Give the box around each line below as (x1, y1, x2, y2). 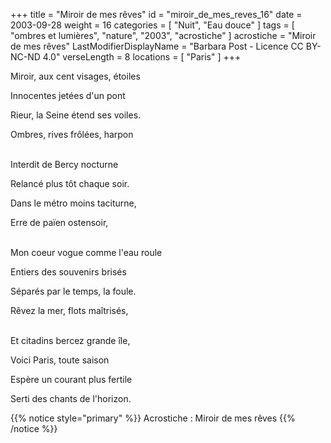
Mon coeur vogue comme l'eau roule (10, 247, 163, 258)
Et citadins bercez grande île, (10, 335, 131, 346)
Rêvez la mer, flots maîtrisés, (10, 305, 129, 316)
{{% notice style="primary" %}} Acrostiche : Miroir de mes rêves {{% (10, 412, 296, 424)
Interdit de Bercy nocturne (10, 159, 119, 170)
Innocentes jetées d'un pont (10, 90, 126, 101)
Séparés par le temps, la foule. (10, 285, 137, 297)
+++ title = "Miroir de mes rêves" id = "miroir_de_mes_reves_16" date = (10, 9, 303, 20)
